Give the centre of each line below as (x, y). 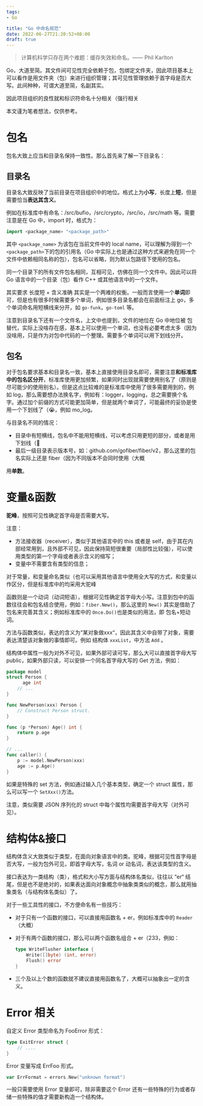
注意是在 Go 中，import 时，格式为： (52, 220)
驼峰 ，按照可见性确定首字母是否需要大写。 (59, 515)
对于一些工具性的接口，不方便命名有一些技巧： (64, 905)
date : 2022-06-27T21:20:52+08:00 (48, 34)
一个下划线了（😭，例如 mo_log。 (53, 410)
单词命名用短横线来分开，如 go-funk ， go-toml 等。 (74, 307)
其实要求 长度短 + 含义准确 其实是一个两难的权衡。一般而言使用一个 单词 (96, 292)
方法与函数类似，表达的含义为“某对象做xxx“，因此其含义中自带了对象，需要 (100, 632)
